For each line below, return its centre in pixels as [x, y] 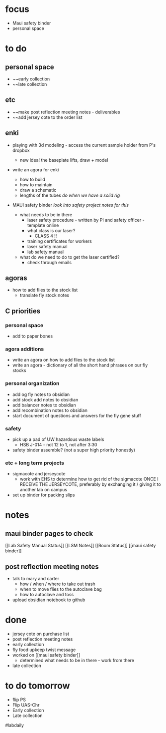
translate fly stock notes [44, 295]
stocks [19, 370]
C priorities [23, 311]
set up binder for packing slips [43, 495]
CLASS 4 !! [46, 236]
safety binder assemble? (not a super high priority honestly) [74, 450]
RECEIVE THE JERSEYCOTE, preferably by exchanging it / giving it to [90, 484]
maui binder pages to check [49, 534]
